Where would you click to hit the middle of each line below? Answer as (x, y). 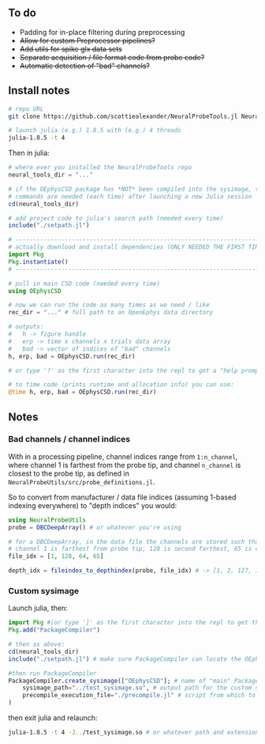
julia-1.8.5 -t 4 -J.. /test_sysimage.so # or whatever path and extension (134, 733)
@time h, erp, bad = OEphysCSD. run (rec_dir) (82, 392)
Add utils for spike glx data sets (71, 49)
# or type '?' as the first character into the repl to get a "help (123, 370)
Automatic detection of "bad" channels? (84, 66)
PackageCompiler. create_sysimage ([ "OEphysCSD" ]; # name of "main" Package (134, 681)
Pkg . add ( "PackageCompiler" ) (54, 630)
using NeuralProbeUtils (47, 520)
